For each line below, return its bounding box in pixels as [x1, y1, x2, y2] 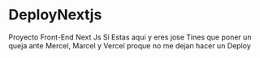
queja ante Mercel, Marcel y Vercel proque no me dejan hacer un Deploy [8, 40, 252, 50]
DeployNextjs [8, 6, 102, 24]
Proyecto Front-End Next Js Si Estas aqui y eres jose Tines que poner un [8, 32, 252, 42]
